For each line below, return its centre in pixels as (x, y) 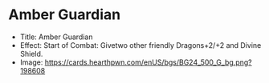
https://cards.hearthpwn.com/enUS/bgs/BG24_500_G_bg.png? (148, 62)
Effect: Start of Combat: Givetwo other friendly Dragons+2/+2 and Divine (141, 45)
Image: (31, 62)
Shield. (31, 53)
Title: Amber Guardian (56, 37)
